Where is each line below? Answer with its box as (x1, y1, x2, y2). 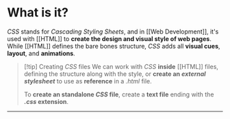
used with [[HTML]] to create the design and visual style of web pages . (7, 34, 212, 42)
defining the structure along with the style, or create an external (23, 70, 207, 78)
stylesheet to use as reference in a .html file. (23, 77, 152, 85)
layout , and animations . (7, 49, 75, 57)
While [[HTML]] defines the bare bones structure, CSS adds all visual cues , (7, 42, 220, 50)
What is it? (7, 5, 69, 21)
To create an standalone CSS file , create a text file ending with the (23, 90, 214, 98)
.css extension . (23, 97, 69, 105)
